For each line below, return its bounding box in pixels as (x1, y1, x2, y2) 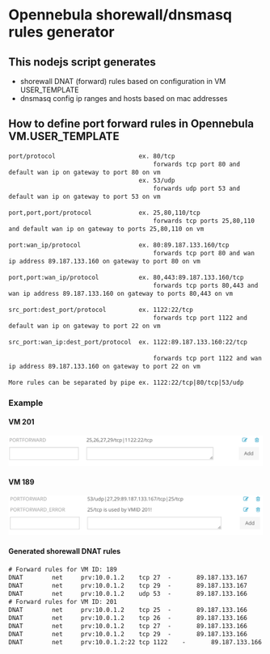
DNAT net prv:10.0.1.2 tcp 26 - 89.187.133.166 (8, 614, 248, 622)
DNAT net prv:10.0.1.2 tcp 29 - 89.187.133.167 (8, 581, 248, 589)
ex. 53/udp (138, 176, 175, 184)
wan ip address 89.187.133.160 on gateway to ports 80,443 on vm (8, 289, 233, 297)
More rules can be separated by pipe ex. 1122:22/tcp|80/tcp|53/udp (8, 378, 244, 386)
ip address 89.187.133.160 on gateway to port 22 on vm (8, 362, 200, 370)
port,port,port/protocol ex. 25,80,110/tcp (8, 209, 200, 217)
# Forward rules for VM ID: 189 (8, 565, 117, 573)
